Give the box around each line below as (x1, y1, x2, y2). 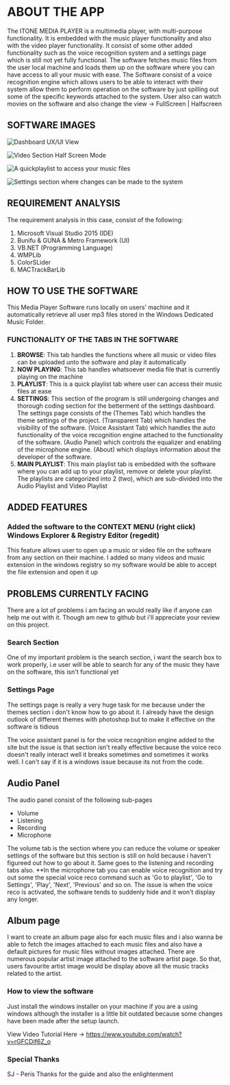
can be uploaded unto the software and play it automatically (16, 358, 187, 366)
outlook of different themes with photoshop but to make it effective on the (7, 715, 216, 723)
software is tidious (7, 722, 60, 731)
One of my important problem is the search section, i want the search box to (7, 653, 222, 661)
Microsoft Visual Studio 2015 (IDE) (16, 229, 114, 237)
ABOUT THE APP (7, 4, 105, 20)
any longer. (7, 895, 39, 903)
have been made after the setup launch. (7, 1016, 120, 1025)
